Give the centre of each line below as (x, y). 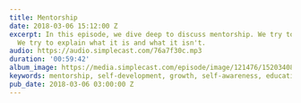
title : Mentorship (43, 17)
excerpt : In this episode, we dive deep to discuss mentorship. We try (146, 34)
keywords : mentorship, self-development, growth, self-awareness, (136, 76)
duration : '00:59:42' (50, 59)
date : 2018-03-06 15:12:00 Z (64, 26)
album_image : (34, 68)
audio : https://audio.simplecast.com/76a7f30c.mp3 (106, 51)
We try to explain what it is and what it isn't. (112, 43)
